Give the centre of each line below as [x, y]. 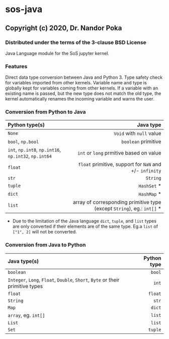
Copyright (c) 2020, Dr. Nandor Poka [64, 28]
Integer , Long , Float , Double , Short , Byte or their [64, 280]
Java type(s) [23, 261]
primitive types [25, 286]
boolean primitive [141, 141]
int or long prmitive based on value [119, 153]
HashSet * [150, 186]
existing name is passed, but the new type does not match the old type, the [83, 93]
